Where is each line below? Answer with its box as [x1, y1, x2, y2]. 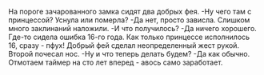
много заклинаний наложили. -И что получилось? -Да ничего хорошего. [8, 24, 258, 33]
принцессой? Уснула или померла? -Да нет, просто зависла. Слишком [8, 15, 250, 25]
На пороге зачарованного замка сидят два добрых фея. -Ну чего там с [8, 7, 252, 16]
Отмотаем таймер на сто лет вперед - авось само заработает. [8, 57, 223, 67]
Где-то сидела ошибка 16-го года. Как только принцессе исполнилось [8, 32, 250, 41]
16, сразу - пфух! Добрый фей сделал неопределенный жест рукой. [8, 41, 240, 50]
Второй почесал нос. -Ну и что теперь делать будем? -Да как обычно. [8, 49, 250, 58]
